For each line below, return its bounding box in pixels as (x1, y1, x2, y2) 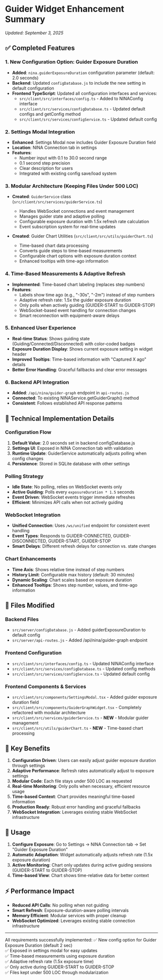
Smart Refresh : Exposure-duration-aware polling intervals (12, 907, 129, 913)
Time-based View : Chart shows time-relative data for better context (12, 872, 149, 878)
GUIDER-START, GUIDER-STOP (48, 538, 111, 544)
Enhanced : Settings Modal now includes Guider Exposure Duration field (12, 139, 156, 145)
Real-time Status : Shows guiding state (12, 335, 90, 341)
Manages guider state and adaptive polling (19, 213, 105, 220)
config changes (12, 455, 44, 461)
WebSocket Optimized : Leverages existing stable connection (12, 918, 135, 924)
